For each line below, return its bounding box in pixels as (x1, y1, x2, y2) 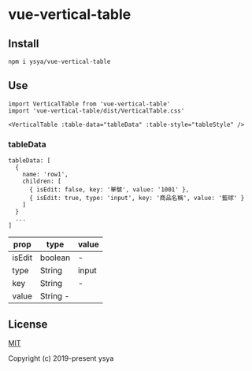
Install (8, 37, 39, 50)
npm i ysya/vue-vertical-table (8, 58, 111, 65)
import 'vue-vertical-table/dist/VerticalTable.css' (8, 106, 185, 115)
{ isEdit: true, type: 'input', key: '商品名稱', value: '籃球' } (28, 195, 245, 202)
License (8, 317, 48, 331)
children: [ (22, 177, 61, 186)
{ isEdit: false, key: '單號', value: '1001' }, (28, 186, 190, 194)
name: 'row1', (22, 171, 69, 179)
